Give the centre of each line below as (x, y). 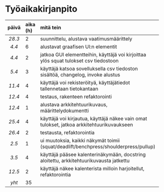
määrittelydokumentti (65, 111)
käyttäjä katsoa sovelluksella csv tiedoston (89, 68)
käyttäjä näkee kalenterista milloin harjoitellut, (92, 168)
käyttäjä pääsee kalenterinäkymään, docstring (93, 154)
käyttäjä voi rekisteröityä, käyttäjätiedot (85, 82)
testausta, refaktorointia (68, 133)
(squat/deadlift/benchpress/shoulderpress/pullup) (98, 146)
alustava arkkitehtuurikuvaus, (74, 104)
